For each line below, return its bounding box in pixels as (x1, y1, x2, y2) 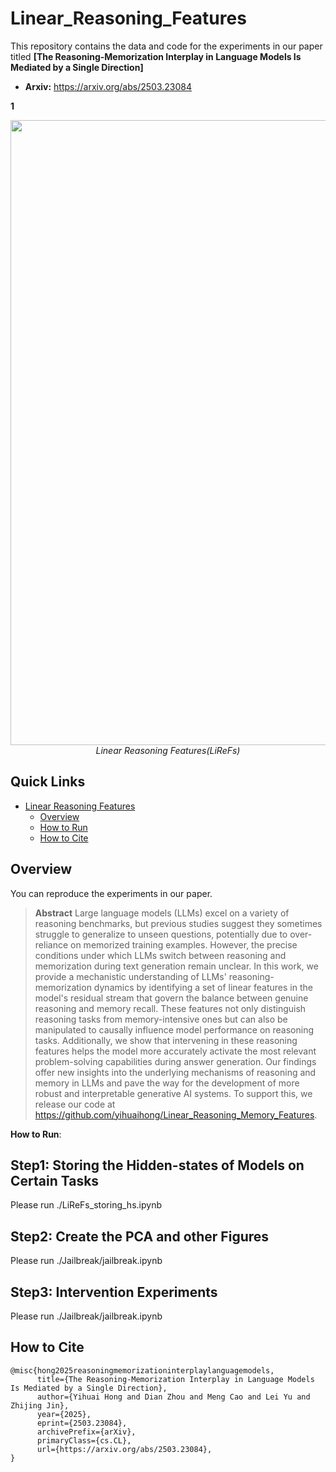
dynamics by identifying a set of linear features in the (93, 981, 313, 993)
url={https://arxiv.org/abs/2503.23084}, (36, 1444, 213, 1454)
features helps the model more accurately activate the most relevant (34, 1045, 317, 1057)
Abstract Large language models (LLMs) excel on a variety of (34, 907, 290, 919)
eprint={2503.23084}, (36, 1418, 128, 1428)
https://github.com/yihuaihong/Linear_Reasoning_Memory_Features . (34, 1108, 318, 1121)
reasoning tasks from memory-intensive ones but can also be (34, 1013, 288, 1025)
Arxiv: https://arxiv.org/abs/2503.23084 (24, 80, 192, 92)
